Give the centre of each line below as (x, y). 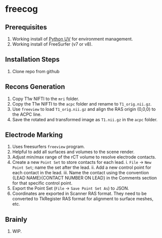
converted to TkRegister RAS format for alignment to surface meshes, (83, 199)
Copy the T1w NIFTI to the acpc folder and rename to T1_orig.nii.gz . (82, 104)
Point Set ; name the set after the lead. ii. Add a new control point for (81, 167)
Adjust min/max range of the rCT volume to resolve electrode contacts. (84, 157)
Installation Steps (32, 60)
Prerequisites (26, 27)
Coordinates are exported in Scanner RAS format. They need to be (79, 194)
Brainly (16, 219)
